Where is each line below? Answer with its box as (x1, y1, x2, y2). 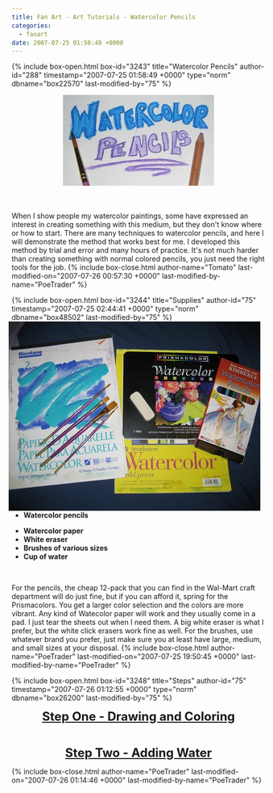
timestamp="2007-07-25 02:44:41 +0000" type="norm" (11, 304, 199, 314)
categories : (11, 21, 52, 30)
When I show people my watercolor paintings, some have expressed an (11, 211, 249, 221)
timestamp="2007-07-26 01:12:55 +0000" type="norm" (11, 685, 197, 694)
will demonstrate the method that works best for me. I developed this (11, 237, 241, 246)
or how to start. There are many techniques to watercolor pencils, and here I (11, 229, 264, 238)
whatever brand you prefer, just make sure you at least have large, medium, (11, 635, 263, 644)
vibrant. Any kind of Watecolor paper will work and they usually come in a (11, 609, 256, 619)
